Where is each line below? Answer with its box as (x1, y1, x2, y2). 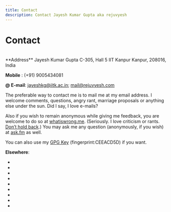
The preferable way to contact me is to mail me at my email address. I (5, 92, 152, 98)
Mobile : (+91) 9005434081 (5, 72, 63, 79)
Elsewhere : (5, 149, 30, 156)
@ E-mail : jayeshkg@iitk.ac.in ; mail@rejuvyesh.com (5, 82, 115, 88)
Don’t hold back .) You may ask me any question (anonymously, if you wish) (5, 124, 164, 130)
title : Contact (5, 7, 38, 13)
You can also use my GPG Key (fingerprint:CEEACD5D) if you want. (5, 139, 147, 145)
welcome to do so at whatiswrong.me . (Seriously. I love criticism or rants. (5, 119, 160, 125)
